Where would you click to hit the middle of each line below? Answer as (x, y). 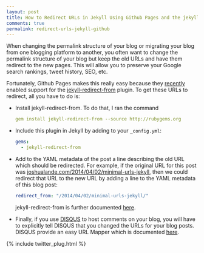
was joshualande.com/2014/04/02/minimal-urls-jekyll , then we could (101, 172)
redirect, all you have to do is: (43, 96)
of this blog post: (36, 185)
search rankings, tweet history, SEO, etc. (57, 72)
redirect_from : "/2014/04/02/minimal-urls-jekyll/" (82, 195)
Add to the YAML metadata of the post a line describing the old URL (100, 159)
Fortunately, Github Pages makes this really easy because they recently (96, 84)
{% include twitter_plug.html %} (46, 243)
